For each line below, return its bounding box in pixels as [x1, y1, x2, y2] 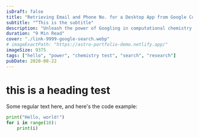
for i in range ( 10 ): [6, 120, 57, 126]
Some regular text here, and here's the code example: [6, 103, 137, 110]
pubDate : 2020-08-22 [6, 58, 57, 64]
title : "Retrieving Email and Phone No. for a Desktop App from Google [6, 14, 187, 20]
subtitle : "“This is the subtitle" [6, 19, 94, 25]
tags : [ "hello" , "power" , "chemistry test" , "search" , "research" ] [6, 53, 176, 58]
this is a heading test [6, 83, 111, 97]
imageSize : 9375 [6, 47, 46, 53]
